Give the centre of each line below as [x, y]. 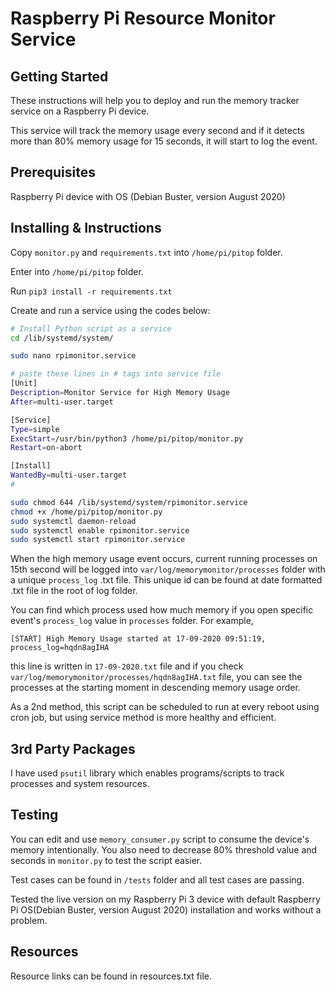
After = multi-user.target [62, 402]
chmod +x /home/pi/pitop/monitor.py [86, 512]
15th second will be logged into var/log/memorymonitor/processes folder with [168, 569]
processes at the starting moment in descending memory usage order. [155, 688]
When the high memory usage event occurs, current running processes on [164, 559]
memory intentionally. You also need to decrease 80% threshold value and [164, 849]
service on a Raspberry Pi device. [80, 111]
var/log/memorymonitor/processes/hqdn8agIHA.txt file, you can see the [156, 677]
